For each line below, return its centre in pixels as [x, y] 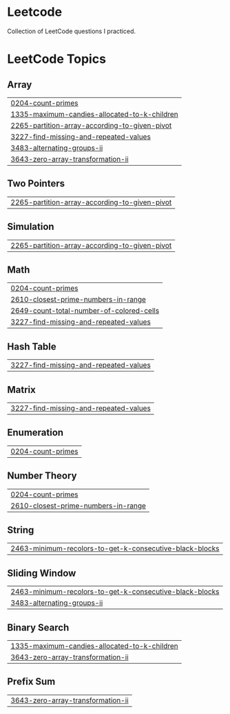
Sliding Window [42, 573]
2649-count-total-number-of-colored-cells [85, 311]
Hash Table [32, 346]
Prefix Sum [31, 682]
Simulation [31, 227]
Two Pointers [36, 184]
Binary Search [38, 627]
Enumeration [35, 433]
